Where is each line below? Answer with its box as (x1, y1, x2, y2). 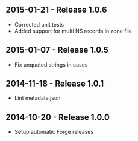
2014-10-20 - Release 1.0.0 (5, 112, 110, 122)
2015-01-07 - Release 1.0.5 (5, 45, 109, 55)
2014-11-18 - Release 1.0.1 (5, 79, 104, 89)
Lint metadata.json (14, 94, 61, 102)
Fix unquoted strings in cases (14, 61, 88, 68)
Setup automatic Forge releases (14, 128, 94, 136)
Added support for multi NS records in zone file (14, 27, 132, 34)
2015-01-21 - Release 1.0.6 (5, 5, 107, 15)
